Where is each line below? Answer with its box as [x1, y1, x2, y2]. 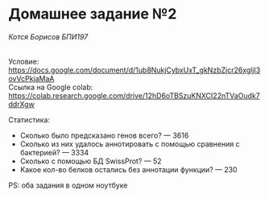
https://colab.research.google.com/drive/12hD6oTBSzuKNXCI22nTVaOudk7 [8, 91, 260, 101]
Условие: [8, 57, 39, 67]
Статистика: [8, 115, 51, 125]
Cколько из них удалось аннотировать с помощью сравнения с [19, 139, 240, 149]
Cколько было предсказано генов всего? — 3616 [19, 130, 189, 141]
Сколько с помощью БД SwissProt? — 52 [19, 156, 163, 166]
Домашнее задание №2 [8, 5, 177, 23]
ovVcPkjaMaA [8, 74, 55, 84]
